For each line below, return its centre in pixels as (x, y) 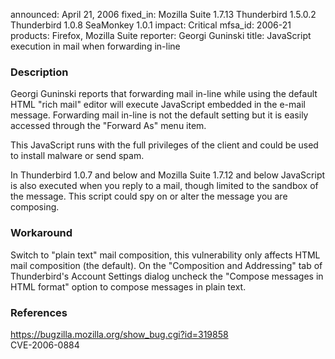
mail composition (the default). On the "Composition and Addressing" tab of (166, 265)
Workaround (41, 233)
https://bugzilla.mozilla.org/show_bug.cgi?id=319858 (119, 334)
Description (39, 72)
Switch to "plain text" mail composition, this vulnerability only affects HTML (165, 255)
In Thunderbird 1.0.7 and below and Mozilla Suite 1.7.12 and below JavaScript (168, 175)
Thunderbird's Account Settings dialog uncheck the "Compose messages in (167, 276)
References (39, 312)
